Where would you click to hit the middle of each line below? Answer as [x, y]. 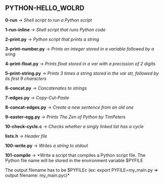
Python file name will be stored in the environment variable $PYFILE [74, 160]
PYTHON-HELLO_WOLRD [45, 8]
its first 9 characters [26, 78]
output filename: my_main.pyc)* [38, 175]
